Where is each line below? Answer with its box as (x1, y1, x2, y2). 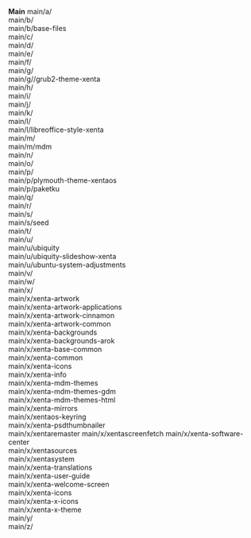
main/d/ (8, 41, 34, 50)
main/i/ (8, 91, 32, 100)
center (8, 437, 30, 447)
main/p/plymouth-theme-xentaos (8, 176, 118, 185)
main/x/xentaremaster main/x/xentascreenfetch (8, 429, 164, 438)
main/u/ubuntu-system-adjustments (8, 260, 126, 269)
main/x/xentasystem (8, 455, 75, 463)
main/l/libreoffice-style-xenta (8, 125, 105, 134)
